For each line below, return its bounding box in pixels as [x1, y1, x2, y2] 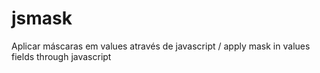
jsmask [11, 7, 73, 30]
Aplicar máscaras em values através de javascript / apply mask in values [11, 40, 311, 52]
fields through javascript [11, 50, 112, 62]
